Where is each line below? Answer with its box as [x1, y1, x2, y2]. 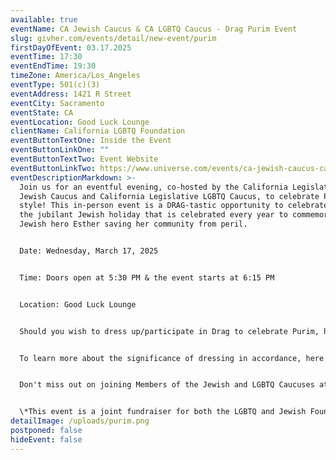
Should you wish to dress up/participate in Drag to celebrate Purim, [19, 326, 320, 336]
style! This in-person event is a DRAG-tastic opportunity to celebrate [19, 201, 329, 211]
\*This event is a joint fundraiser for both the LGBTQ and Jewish [19, 407, 307, 417]
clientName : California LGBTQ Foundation [10, 126, 186, 136]
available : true [10, 14, 78, 25]
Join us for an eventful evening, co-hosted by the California [19, 182, 288, 192]
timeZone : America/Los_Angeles [10, 71, 141, 81]
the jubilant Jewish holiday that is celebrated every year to [19, 210, 288, 220]
